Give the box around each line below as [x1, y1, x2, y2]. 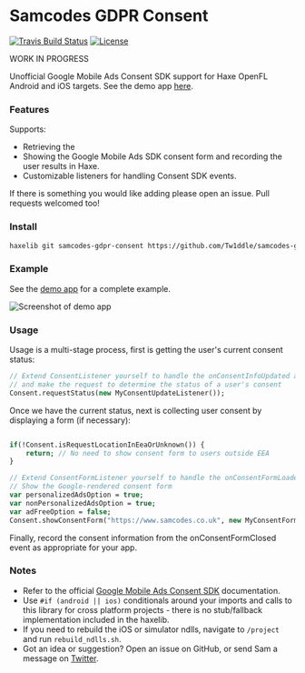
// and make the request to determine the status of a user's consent [9, 379, 282, 389]
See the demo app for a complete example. [9, 283, 171, 294]
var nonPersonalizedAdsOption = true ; [9, 498, 156, 507]
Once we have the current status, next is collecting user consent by [9, 405, 262, 416]
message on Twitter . [22, 652, 99, 664]
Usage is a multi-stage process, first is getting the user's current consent [9, 345, 283, 355]
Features [9, 103, 50, 116]
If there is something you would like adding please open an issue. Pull [9, 188, 271, 199]
